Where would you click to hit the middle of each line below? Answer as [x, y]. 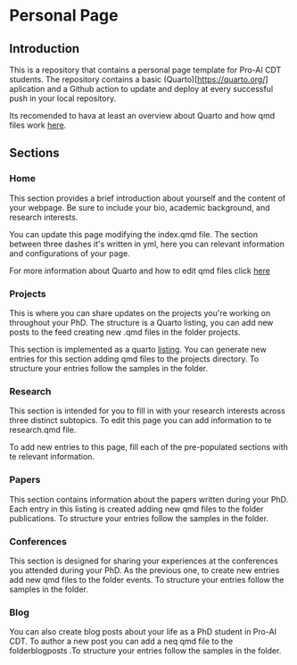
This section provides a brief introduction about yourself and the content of [148, 198]
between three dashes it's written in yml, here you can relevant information [147, 244]
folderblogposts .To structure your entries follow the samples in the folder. [145, 651]
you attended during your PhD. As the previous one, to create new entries [144, 570]
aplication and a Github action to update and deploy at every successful [141, 89]
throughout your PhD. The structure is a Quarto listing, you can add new [141, 322]
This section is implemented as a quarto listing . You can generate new [138, 349]
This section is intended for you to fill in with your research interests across [147, 411]
